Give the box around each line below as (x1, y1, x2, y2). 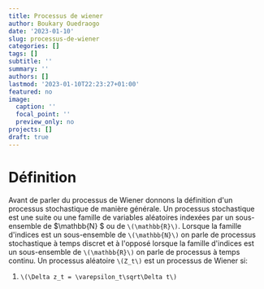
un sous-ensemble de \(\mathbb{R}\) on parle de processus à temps (8, 247, 240, 256)
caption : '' (15, 103, 57, 111)
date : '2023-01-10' (8, 27, 75, 35)
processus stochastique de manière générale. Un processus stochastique (8, 204, 255, 213)
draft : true (8, 133, 49, 141)
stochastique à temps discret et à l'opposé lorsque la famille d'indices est (8, 238, 254, 248)
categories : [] (8, 42, 60, 50)
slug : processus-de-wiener (8, 34, 100, 43)
